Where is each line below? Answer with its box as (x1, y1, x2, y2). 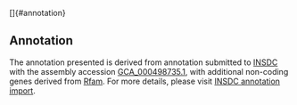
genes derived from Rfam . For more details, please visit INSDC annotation (9, 76, 281, 86)
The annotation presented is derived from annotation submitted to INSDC (9, 57, 278, 68)
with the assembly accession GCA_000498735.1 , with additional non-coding (9, 66, 289, 77)
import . (9, 85, 36, 96)
